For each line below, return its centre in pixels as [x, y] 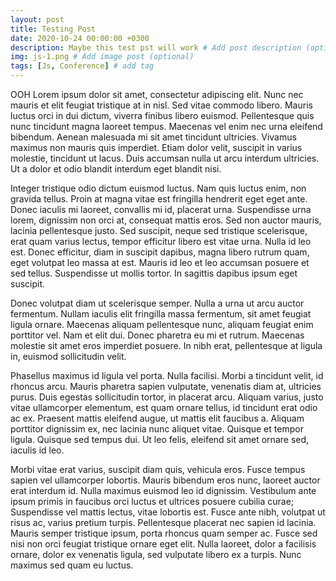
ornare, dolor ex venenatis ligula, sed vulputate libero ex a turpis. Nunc [156, 554]
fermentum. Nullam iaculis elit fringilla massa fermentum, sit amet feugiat [161, 314]
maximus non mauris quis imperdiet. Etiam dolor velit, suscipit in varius [156, 147]
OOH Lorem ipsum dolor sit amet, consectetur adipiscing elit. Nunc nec [157, 94]
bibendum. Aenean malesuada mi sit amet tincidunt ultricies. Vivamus [153, 137]
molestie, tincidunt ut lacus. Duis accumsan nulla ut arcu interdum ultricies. [165, 158]
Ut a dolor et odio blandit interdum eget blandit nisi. [116, 169]
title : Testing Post [53, 29]
